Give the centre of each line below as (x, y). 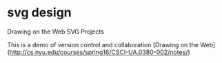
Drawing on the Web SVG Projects (56, 32)
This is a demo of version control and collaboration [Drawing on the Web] (111, 45)
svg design (40, 13)
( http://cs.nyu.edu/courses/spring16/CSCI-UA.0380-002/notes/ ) (99, 52)
